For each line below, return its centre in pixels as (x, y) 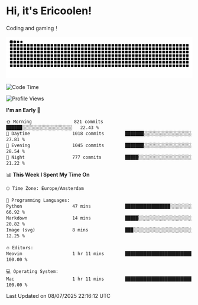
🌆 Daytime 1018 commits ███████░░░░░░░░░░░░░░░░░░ (99, 134)
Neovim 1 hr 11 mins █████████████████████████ (99, 253)
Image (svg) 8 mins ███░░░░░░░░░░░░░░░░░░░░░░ (99, 230)
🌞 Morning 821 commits (55, 122)
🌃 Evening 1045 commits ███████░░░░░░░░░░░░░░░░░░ (99, 145)
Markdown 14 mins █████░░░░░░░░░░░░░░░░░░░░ (99, 218)
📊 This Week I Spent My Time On (48, 174)
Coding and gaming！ (33, 28)
